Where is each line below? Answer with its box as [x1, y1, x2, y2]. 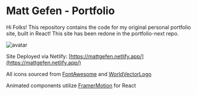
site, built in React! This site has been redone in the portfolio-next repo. [6, 30, 179, 37]
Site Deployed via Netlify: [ [6, 53, 71, 60]
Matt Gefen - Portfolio [6, 4, 115, 18]
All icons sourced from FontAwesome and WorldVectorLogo [6, 70, 152, 77]
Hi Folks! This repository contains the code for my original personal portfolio [6, 24, 191, 31]
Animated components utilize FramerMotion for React [6, 81, 136, 89]
